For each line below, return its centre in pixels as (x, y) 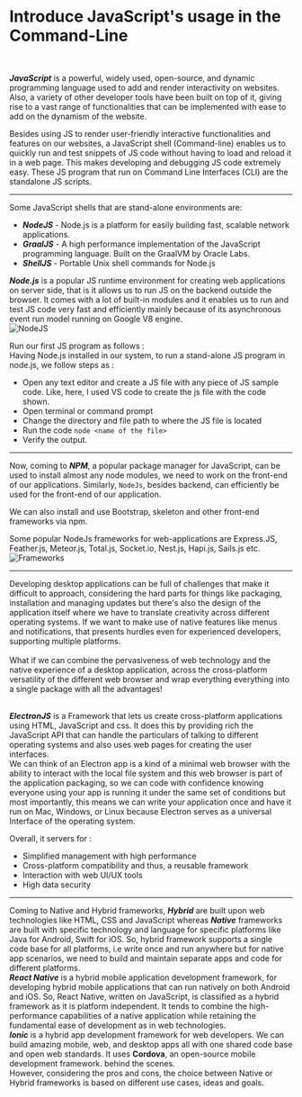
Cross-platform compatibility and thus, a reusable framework (135, 865)
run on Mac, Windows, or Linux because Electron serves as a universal (141, 811)
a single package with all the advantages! (86, 688)
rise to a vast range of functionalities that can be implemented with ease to (148, 106)
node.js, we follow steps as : (62, 364)
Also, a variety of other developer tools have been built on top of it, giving (146, 97)
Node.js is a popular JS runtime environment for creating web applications (147, 280)
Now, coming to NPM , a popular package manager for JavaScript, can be (145, 465)
